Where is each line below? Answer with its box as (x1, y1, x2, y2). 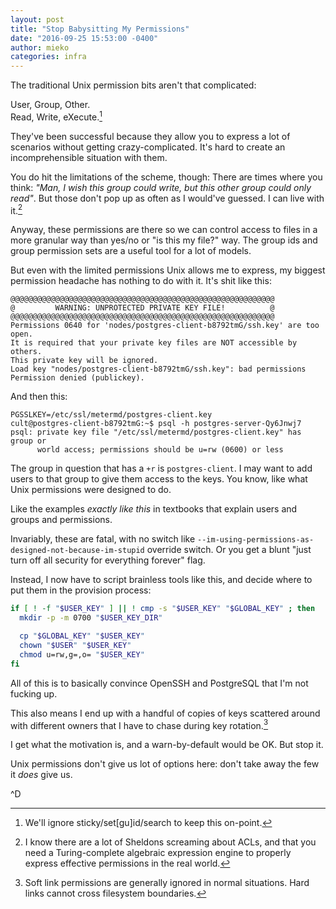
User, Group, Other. (10, 99, 91, 111)
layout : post (10, 14, 65, 25)
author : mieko (10, 42, 70, 53)
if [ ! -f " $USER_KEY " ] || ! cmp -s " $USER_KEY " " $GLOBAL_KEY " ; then (10, 604, 316, 614)
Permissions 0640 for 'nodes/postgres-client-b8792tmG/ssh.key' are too (10, 321, 320, 331)
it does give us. (10, 769, 73, 781)
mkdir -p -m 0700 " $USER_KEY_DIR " (19, 613, 163, 623)
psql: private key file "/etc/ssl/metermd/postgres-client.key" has (10, 427, 302, 438)
